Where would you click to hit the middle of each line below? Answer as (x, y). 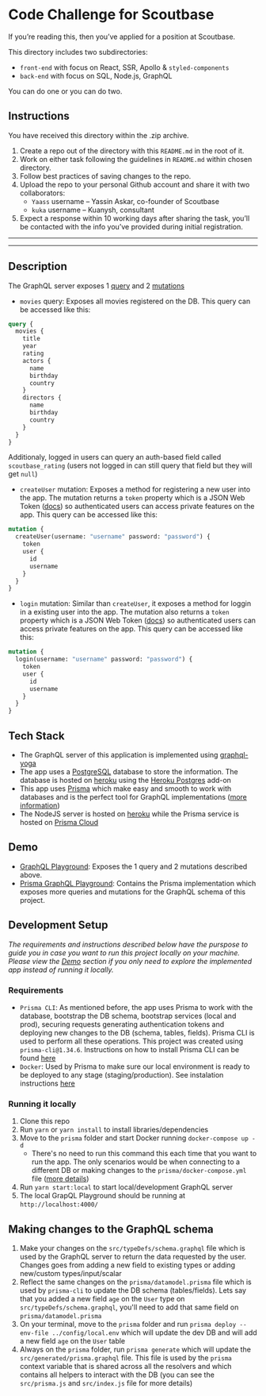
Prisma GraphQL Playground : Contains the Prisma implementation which (138, 883)
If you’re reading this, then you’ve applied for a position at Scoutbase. (122, 37)
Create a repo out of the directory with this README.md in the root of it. (132, 150)
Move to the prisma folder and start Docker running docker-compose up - (137, 1138)
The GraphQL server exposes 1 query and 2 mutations (96, 285)
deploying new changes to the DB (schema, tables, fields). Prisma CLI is (137, 1032)
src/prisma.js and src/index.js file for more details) (106, 1383)
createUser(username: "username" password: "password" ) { (113, 537)
